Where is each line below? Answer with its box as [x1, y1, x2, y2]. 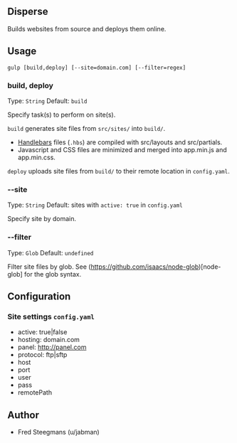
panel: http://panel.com [17, 343, 87, 351]
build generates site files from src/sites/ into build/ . [7, 124, 166, 132]
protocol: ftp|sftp [17, 351, 68, 359]
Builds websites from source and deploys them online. [7, 24, 167, 33]
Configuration [7, 290, 71, 302]
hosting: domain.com [17, 336, 80, 344]
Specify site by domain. [7, 215, 77, 223]
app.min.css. [17, 153, 56, 161]
